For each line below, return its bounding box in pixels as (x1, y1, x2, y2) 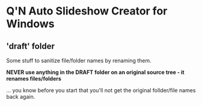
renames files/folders (6, 75, 62, 82)
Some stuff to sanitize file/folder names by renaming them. (6, 57, 151, 64)
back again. (6, 93, 35, 100)
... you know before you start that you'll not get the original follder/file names (6, 87, 196, 94)
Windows (6, 17, 55, 31)
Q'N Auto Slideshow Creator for (6, 4, 168, 18)
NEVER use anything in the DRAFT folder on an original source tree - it (6, 69, 185, 76)
